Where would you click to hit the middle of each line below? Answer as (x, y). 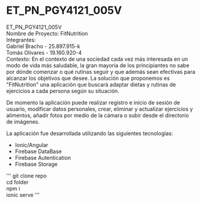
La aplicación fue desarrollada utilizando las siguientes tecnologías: (90, 133)
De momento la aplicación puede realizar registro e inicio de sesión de (93, 102)
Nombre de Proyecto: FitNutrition (47, 33)
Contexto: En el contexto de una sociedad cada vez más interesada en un (97, 59)
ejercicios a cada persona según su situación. (63, 91)
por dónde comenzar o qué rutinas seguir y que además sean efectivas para (101, 71)
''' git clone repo (26, 175)
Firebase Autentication (43, 157)
